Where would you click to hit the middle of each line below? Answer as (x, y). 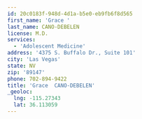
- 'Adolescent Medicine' (50, 46)
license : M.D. (28, 33)
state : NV (22, 66)
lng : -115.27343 (37, 99)
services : (22, 40)
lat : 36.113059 (36, 105)
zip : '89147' (26, 72)
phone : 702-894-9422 (37, 79)
